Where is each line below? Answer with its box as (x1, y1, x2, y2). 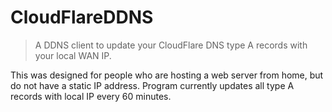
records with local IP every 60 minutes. (10, 90, 172, 102)
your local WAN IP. (34, 49, 112, 61)
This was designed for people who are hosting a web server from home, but (10, 69, 324, 81)
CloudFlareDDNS (10, 6, 154, 29)
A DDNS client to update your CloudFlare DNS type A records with (34, 39, 308, 51)
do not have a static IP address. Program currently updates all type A (10, 79, 295, 91)
